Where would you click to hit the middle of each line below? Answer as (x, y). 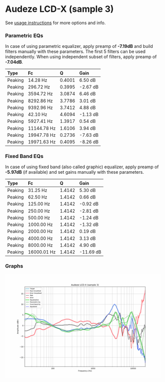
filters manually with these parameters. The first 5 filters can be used (75, 52)
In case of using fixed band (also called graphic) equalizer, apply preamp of (82, 167)
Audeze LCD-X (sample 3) (60, 9)
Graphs (14, 266)
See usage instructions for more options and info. (56, 23)
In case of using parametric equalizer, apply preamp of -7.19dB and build (79, 46)
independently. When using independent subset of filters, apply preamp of (81, 57)
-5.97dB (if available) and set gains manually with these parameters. (75, 172)
